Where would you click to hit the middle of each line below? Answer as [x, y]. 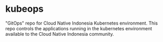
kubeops [24, 9]
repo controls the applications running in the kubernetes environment [79, 28]
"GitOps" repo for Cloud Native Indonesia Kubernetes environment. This [81, 23]
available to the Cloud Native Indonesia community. [60, 34]
